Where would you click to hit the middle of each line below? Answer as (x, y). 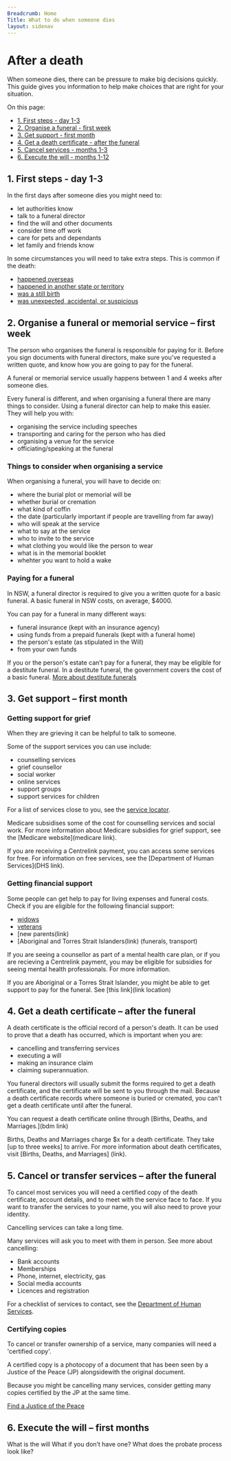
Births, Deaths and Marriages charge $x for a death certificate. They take (111, 1140)
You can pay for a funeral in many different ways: (77, 614)
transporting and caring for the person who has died (91, 433)
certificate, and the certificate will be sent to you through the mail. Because (114, 1091)
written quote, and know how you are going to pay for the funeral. (100, 365)
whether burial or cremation (56, 502)
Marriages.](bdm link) (38, 1126)
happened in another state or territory (70, 287)
